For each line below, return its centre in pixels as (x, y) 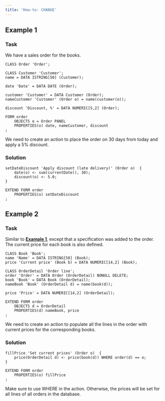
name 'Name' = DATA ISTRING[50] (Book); (48, 258)
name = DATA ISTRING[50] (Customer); (44, 78)
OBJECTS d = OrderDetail (40, 306)
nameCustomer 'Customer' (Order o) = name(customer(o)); (66, 100)
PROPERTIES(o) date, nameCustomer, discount (61, 126)
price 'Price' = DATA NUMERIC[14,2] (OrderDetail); (60, 293)
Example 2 (22, 214)
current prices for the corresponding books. (50, 330)
